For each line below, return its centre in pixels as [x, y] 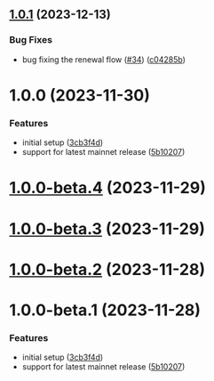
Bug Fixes [31, 40]
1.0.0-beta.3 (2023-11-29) [107, 228]
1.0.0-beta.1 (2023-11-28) [105, 310]
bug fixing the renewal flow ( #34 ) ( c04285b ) [104, 59]
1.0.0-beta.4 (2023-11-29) [107, 188]
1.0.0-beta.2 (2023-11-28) [107, 269]
